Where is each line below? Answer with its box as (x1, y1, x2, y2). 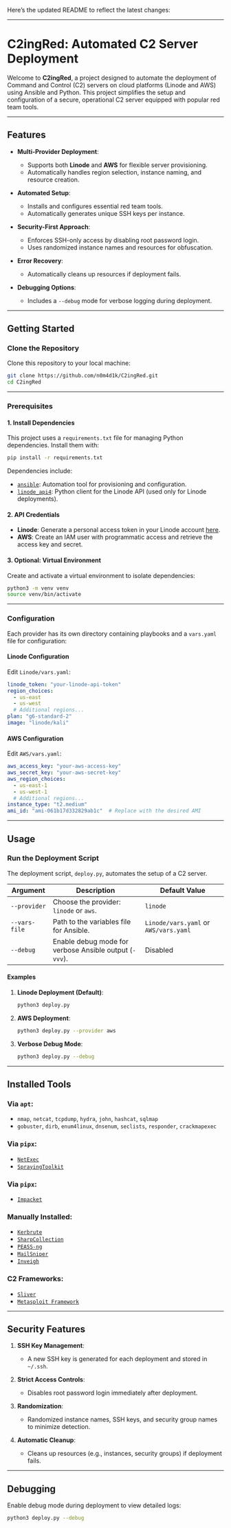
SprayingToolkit (16, 1163, 64, 1171)
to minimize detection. (27, 1423, 91, 1431)
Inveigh (16, 1258, 39, 1265)
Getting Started (7, 323, 75, 335)
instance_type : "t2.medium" (7, 801, 88, 808)
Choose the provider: (52, 897, 122, 907)
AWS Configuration (7, 734, 64, 742)
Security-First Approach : (16, 223, 91, 231)
